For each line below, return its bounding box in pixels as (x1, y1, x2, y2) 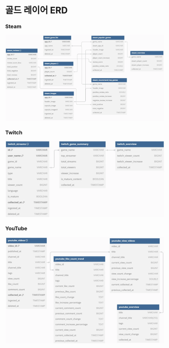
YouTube (5, 225, 28, 232)
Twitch (5, 129, 23, 136)
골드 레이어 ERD (5, 5, 68, 16)
